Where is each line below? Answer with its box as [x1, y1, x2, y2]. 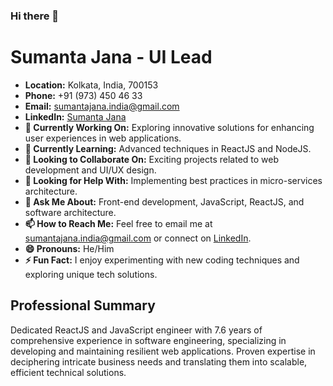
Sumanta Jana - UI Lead [10, 46, 213, 69]
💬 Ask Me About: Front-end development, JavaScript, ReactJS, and [24, 195, 305, 208]
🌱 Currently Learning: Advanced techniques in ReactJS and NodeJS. [24, 142, 312, 154]
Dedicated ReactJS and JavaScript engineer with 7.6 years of [10, 324, 263, 336]
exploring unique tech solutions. [24, 268, 158, 280]
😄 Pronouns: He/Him [24, 242, 115, 254]
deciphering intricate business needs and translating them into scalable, [10, 355, 308, 368]
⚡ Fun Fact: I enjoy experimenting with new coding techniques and [24, 254, 300, 266]
